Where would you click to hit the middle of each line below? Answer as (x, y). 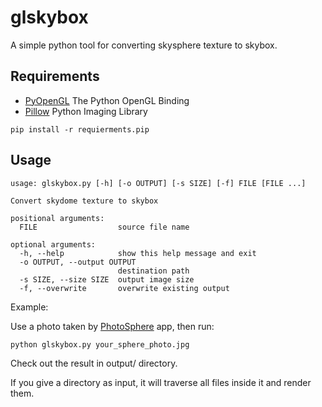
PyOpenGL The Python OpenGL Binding (107, 100)
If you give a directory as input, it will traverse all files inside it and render (161, 382)
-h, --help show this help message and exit (138, 253)
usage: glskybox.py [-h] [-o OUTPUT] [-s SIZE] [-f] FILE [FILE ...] (158, 183)
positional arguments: (57, 218)
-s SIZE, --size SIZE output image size (107, 279)
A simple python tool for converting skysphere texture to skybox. (144, 45)
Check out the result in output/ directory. (94, 363)
